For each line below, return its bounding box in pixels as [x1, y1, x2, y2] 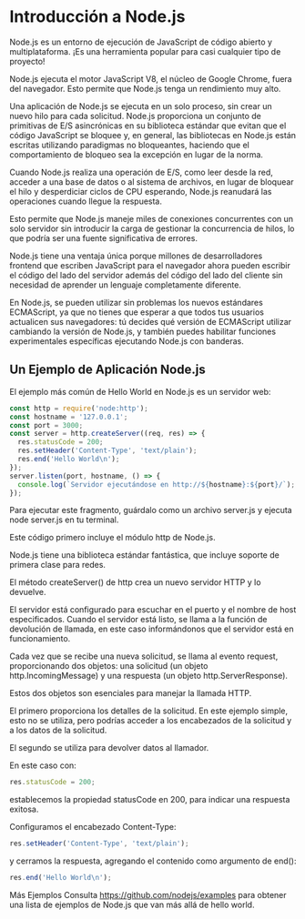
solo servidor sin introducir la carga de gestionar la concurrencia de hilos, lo [9, 223, 295, 234]
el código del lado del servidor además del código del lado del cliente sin [9, 269, 283, 280]
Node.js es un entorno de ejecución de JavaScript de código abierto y [9, 36, 273, 47]
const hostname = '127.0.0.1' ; [9, 412, 128, 421]
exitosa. [9, 803, 39, 815]
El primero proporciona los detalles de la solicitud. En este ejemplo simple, [9, 705, 289, 716]
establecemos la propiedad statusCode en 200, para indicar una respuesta [9, 794, 290, 805]
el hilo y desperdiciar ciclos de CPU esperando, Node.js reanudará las [9, 186, 272, 197]
